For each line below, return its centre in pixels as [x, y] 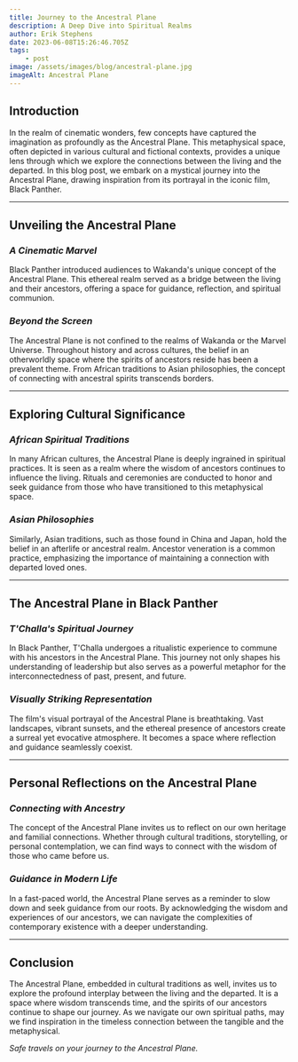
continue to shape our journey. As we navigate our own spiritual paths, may [147, 1012]
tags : [19, 51]
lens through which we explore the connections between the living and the [145, 161]
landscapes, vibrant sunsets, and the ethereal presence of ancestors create [148, 728]
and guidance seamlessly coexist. [71, 747]
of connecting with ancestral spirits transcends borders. [112, 378]
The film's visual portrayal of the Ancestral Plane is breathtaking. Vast [137, 719]
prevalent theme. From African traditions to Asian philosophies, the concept [147, 368]
